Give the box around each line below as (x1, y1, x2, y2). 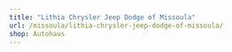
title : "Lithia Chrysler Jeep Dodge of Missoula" (9, 12, 197, 22)
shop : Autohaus (9, 29, 66, 38)
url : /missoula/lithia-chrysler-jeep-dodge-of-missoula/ (9, 21, 224, 30)
